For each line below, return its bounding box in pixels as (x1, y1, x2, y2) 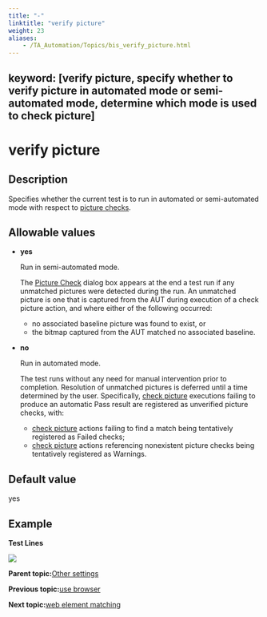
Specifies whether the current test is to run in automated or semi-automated (8, 194, 260, 204)
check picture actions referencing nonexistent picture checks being (31, 441, 255, 450)
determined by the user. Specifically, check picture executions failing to (19, 391, 256, 401)
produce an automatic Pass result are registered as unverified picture (19, 400, 249, 409)
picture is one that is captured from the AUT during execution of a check (19, 295, 259, 304)
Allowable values (8, 225, 96, 239)
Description (8, 173, 68, 187)
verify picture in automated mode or (8, 83, 192, 97)
